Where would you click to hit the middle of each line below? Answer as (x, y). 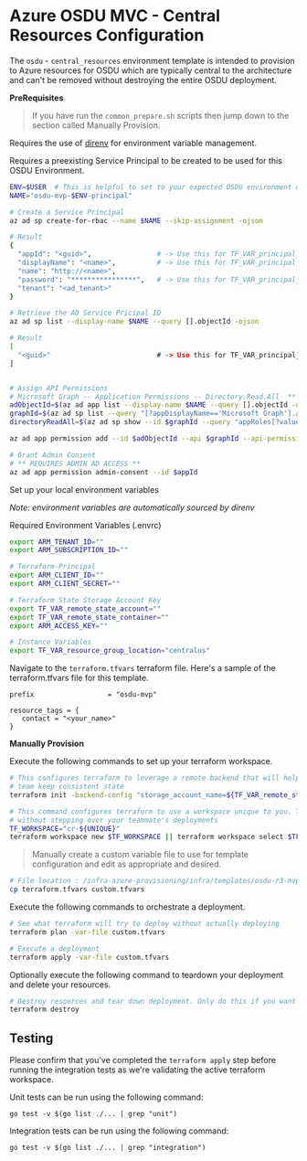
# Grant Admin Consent (53, 455)
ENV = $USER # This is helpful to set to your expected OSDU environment (151, 187)
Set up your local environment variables (85, 489)
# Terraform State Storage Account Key (85, 600)
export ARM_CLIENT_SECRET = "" (65, 584)
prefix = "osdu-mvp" (83, 695)
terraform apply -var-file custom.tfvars (90, 957)
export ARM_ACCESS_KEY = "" (58, 626)
